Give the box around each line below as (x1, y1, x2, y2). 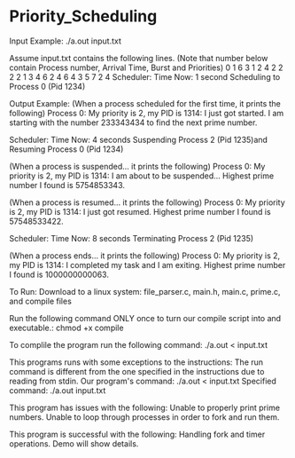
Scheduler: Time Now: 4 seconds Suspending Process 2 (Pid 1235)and (9, 134, 268, 145)
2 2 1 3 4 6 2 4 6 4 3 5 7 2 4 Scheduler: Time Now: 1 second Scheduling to (9, 71, 281, 82)
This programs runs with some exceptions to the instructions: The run (9, 357, 264, 367)
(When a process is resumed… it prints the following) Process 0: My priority (9, 197, 285, 208)
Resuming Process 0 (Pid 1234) (9, 144, 124, 154)
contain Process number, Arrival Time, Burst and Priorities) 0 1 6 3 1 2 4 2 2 (9, 62, 283, 73)
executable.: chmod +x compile (9, 322, 124, 333)
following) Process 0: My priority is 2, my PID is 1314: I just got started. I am (9, 107, 284, 118)
